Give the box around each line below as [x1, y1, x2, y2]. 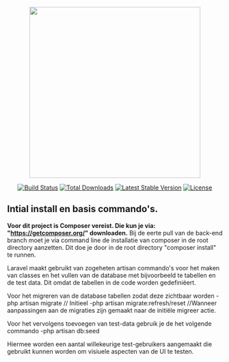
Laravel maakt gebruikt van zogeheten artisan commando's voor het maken [7, 263, 220, 272]
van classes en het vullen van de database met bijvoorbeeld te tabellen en [7, 271, 216, 279]
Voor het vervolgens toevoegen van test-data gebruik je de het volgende [7, 319, 212, 328]
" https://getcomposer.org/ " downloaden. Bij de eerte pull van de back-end [7, 229, 223, 237]
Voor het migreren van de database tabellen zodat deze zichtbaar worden [7, 292, 215, 300]
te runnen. [7, 250, 36, 259]
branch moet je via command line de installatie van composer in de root [7, 236, 208, 244]
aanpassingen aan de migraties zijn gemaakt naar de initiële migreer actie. [7, 306, 217, 314]
